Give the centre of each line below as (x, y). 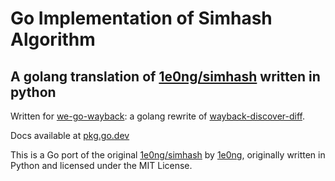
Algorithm (53, 39)
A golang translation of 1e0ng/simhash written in (165, 76)
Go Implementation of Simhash (141, 18)
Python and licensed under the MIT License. (101, 165)
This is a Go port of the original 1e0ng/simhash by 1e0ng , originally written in (168, 155)
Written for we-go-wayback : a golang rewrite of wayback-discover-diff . (158, 116)
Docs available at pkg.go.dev (70, 135)
